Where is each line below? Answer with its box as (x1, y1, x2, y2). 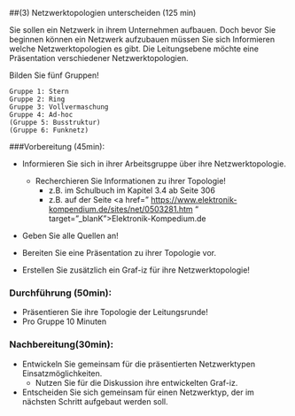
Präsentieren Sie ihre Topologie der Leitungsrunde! (21, 307, 208, 318)
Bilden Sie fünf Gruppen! (9, 70, 99, 81)
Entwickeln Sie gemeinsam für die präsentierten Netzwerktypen (21, 358, 255, 369)
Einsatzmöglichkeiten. (21, 367, 103, 379)
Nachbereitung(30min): (9, 338, 113, 351)
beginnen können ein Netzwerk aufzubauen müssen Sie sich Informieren (9, 35, 276, 44)
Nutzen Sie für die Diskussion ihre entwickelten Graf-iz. (35, 377, 238, 388)
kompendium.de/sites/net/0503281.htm (48, 204, 193, 214)
